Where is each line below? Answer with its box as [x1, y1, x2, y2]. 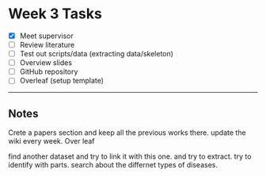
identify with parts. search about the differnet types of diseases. [8, 160, 218, 170]
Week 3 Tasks [8, 5, 103, 23]
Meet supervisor [19, 31, 74, 40]
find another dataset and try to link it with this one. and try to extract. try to [8, 152, 252, 161]
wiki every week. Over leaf [8, 137, 95, 146]
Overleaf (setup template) [19, 76, 104, 86]
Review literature [19, 40, 75, 49]
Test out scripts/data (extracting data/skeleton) [19, 49, 174, 59]
